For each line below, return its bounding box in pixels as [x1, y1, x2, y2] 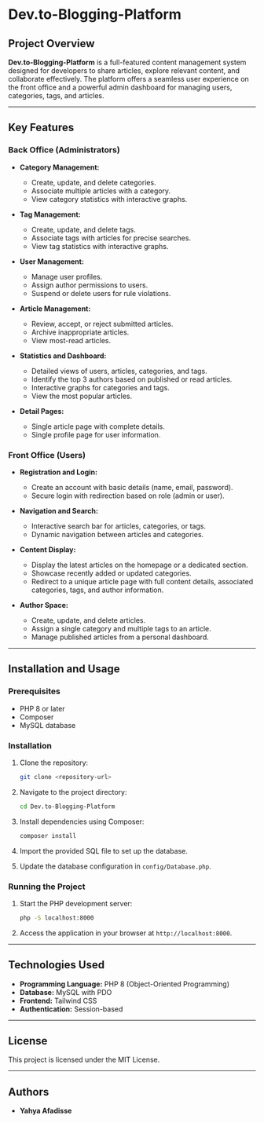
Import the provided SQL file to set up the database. [19, 846, 189, 855]
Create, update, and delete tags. [31, 225, 136, 234]
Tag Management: [19, 210, 81, 219]
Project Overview [8, 37, 95, 50]
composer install [19, 832, 77, 840]
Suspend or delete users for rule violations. [31, 288, 171, 298]
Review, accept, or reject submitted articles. [31, 319, 174, 328]
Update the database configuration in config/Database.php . [19, 861, 212, 871]
